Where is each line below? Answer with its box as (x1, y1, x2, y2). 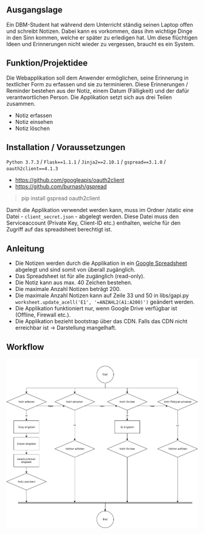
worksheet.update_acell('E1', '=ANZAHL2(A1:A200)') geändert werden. (15, 298, 195, 306)
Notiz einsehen (15, 118, 53, 125)
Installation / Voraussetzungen (6, 142, 126, 152)
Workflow (6, 341, 44, 352)
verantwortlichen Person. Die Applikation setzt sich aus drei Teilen (6, 94, 172, 101)
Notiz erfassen (15, 112, 53, 119)
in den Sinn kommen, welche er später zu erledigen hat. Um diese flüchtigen (6, 33, 198, 41)
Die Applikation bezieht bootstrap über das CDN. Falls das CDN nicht (15, 318, 188, 325)
